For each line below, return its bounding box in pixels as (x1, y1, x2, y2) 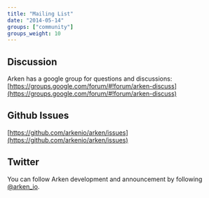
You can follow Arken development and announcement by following (7, 175, 203, 183)
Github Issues (7, 110, 69, 121)
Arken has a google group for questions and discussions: (7, 74, 173, 83)
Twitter (7, 156, 40, 169)
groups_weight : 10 (7, 29, 61, 37)
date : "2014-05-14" (7, 17, 65, 24)
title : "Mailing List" (7, 10, 74, 18)
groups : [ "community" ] (7, 23, 74, 30)
